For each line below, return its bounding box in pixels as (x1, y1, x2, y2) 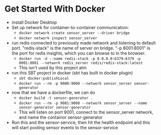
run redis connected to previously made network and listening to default (11, 40, 156, 45)
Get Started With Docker (4, 3, 105, 15)
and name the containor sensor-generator (18, 114, 103, 120)
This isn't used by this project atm (18, 64, 87, 71)
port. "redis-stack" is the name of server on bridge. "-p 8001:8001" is (11, 45, 151, 51)
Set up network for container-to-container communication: (11, 24, 129, 30)
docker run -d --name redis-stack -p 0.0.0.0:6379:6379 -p (18, 56, 141, 61)
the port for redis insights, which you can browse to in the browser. (11, 50, 146, 56)
